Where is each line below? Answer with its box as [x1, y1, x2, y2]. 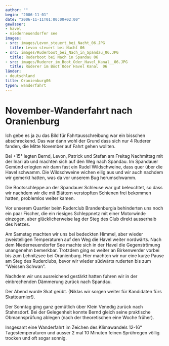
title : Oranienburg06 [5, 78, 51, 83]
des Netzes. [5, 221, 30, 227]
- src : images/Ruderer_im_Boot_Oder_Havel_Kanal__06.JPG [5, 59, 128, 64]
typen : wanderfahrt [5, 83, 47, 88]
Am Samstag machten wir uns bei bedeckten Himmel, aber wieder [5, 231, 143, 237]
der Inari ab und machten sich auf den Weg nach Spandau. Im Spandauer [5, 158, 158, 164]
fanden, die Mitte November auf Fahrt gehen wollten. [5, 143, 116, 149]
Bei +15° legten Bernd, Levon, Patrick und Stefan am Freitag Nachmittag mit [5, 153, 163, 159]
